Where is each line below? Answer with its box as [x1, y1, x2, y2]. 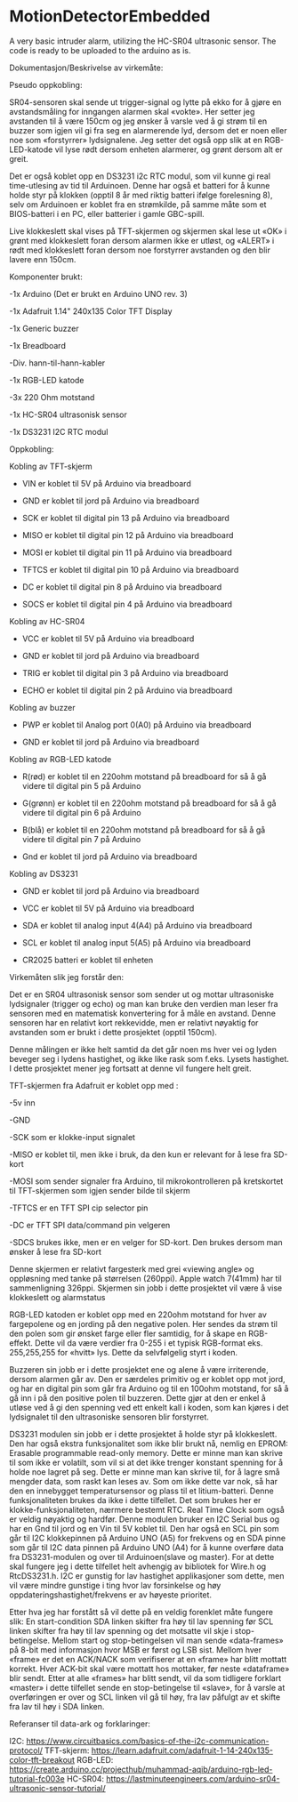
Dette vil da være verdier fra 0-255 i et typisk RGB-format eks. [34, 1337, 263, 1348]
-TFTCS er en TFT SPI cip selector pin [9, 1203, 149, 1213]
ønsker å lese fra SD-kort [9, 1246, 102, 1257]
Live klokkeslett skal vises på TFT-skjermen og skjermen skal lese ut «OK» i [9, 225, 287, 237]
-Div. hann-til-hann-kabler [9, 358, 106, 368]
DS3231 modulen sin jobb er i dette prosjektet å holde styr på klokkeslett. [9, 1428, 278, 1439]
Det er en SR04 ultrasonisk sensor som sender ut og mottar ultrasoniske [9, 989, 274, 1000]
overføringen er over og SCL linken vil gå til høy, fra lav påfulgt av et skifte [9, 1692, 281, 1702]
